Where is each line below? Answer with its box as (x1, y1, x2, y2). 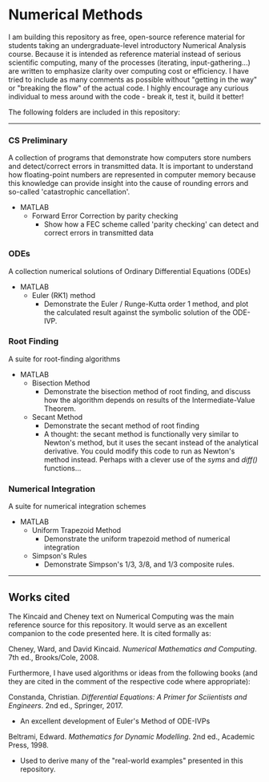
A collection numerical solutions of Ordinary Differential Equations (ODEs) (8, 266, 251, 276)
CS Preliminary (8, 135, 68, 146)
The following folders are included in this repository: (8, 107, 180, 117)
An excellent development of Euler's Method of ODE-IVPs (19, 715, 211, 726)
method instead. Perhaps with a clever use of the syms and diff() (43, 454, 258, 464)
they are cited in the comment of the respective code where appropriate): (8, 676, 251, 686)
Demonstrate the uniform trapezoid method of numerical (43, 534, 231, 544)
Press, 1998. (8, 740, 50, 750)
